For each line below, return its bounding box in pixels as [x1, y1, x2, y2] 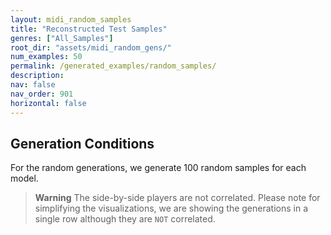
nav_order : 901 [10, 89, 74, 99]
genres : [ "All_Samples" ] [10, 33, 114, 43]
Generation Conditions [10, 135, 155, 152]
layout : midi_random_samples [10, 14, 132, 25]
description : [10, 71, 65, 81]
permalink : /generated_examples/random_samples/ [10, 61, 217, 71]
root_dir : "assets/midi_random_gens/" [10, 42, 172, 53]
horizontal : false [10, 98, 87, 108]
